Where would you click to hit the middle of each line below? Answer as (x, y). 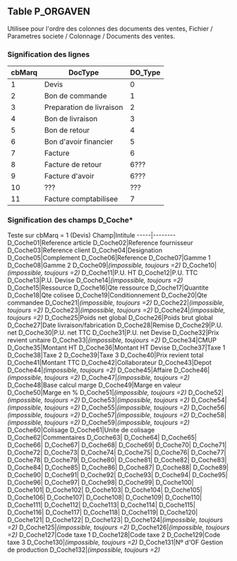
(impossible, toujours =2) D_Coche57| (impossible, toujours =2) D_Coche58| (117, 415)
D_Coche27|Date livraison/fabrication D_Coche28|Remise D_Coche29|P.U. (115, 325)
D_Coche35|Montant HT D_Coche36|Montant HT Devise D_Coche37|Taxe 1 (116, 347)
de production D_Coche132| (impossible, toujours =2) (84, 550)
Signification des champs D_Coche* (70, 220)
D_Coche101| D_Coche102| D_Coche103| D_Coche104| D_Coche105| (105, 490)
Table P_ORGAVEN (49, 12)
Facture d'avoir (69, 176)
